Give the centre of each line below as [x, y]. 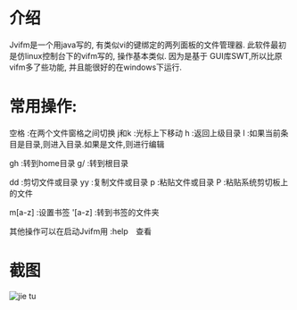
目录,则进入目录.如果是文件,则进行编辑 [95, 144]
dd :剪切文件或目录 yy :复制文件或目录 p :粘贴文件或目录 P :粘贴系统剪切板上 [149, 182]
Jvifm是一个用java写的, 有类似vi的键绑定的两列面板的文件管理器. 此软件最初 [148, 45]
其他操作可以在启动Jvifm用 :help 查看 [81, 231]
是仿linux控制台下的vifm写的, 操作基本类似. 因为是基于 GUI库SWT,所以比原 [146, 55]
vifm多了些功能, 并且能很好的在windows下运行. [96, 67]
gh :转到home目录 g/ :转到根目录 [69, 163]
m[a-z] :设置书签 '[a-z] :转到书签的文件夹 [84, 212]
